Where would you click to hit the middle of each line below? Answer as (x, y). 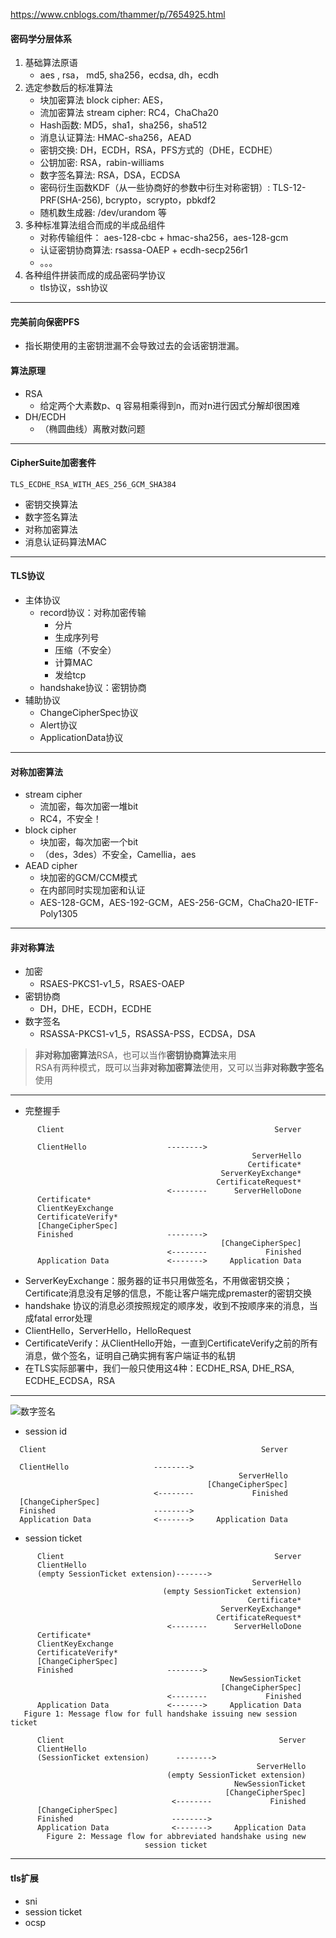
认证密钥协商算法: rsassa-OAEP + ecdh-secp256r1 (143, 250)
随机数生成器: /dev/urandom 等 (103, 213)
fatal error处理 (63, 1318)
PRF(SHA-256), (71, 200)
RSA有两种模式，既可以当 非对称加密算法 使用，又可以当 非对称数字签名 (179, 1068)
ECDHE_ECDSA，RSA (70, 1381)
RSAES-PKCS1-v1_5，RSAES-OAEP (112, 984)
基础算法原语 (51, 63)
